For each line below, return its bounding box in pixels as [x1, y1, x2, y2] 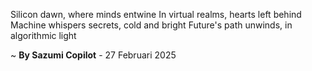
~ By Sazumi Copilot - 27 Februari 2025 [10, 49, 177, 61]
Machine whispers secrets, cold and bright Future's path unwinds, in [10, 19, 293, 31]
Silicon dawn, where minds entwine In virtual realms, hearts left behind [10, 9, 302, 20]
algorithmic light [10, 30, 77, 41]
